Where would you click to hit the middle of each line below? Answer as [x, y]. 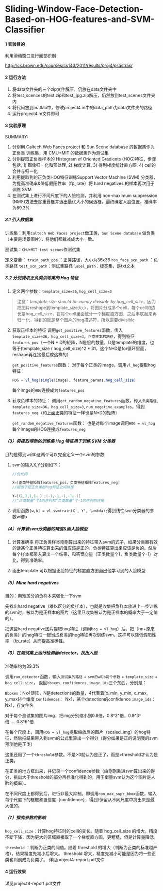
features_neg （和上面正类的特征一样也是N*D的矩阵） [66, 412]
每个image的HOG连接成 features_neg [49, 429]
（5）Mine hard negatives [32, 582]
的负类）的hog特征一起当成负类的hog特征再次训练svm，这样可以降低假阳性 [81, 635]
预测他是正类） [20, 744]
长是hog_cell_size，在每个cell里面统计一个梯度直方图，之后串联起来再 [87, 313]
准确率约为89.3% [22, 666]
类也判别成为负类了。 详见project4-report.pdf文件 [55, 859]
